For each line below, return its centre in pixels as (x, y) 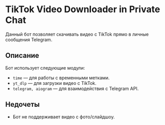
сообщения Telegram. (29, 40)
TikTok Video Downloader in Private (83, 9)
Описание (22, 56)
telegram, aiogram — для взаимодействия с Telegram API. (76, 88)
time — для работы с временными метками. (61, 78)
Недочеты (22, 104)
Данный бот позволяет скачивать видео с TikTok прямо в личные (77, 34)
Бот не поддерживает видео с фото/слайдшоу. (64, 117)
